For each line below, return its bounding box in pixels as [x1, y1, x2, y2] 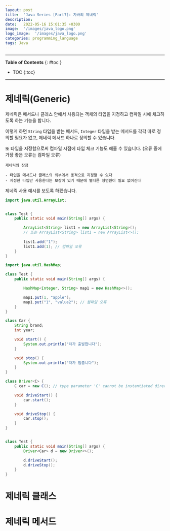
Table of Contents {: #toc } [5, 59, 62, 65]
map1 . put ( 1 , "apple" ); [23, 295, 71, 300]
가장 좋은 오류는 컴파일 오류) [5, 151, 61, 158]
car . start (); [23, 397, 51, 402]
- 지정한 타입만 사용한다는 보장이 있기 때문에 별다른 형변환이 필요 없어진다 [5, 178, 141, 183]
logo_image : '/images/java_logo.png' [5, 31, 87, 36]
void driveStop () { [14, 411, 56, 417]
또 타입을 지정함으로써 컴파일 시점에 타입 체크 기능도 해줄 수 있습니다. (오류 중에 [5, 145, 162, 151]
